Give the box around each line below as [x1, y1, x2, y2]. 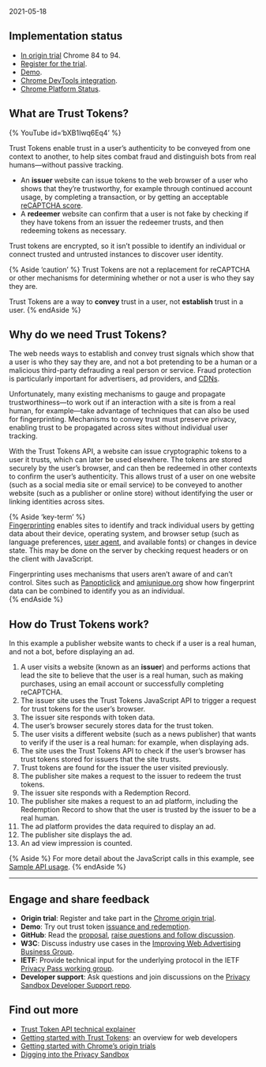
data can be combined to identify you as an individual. [9, 586, 185, 595]
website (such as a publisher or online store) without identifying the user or [9, 489, 253, 498]
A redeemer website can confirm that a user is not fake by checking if [20, 209, 249, 218]
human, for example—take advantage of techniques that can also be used [9, 406, 249, 415]
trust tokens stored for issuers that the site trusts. [20, 754, 182, 765]
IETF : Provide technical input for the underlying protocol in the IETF [20, 956, 240, 965]
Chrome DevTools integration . [20, 75, 118, 85]
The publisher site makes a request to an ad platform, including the [20, 797, 238, 806]
